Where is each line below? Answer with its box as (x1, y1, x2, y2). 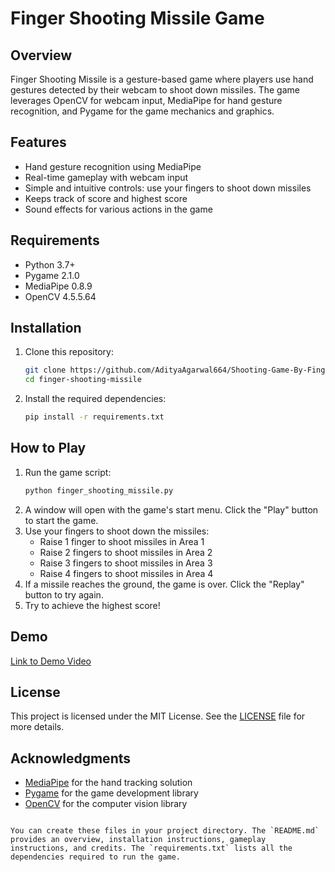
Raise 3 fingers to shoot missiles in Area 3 (39, 557, 213, 569)
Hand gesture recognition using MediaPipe (24, 160, 202, 172)
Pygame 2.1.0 (24, 269, 80, 281)
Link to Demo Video (10, 655, 92, 667)
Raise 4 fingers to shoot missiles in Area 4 (39, 567, 214, 579)
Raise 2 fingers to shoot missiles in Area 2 (39, 546, 213, 558)
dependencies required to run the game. (10, 852, 182, 862)
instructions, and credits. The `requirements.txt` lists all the (10, 843, 293, 854)
